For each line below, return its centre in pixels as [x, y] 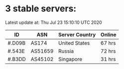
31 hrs [108, 59]
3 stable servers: [41, 9]
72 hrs [108, 51]
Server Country [77, 34]
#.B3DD [17, 59]
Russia [66, 51]
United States [74, 43]
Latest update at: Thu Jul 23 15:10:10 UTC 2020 [54, 22]
